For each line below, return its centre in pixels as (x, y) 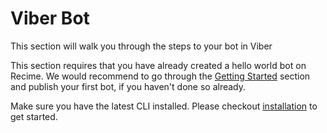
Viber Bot (50, 18)
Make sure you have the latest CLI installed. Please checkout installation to (164, 106)
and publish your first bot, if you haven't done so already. (128, 86)
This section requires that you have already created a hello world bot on (158, 65)
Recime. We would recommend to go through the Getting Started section (160, 76)
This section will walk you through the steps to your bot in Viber (141, 46)
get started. (34, 116)
